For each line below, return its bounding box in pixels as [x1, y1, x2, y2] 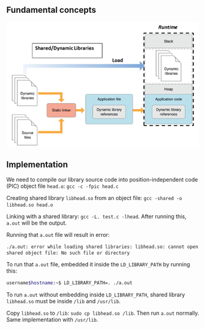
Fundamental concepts [6, 5, 97, 15]
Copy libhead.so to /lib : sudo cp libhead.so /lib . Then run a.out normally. [6, 309, 199, 317]
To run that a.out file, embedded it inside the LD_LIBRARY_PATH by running [6, 260, 190, 268]
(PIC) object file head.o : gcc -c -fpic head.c [6, 182, 119, 190]
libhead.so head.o [6, 202, 53, 208]
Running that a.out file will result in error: [6, 231, 110, 238]
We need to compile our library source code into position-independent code [6, 176, 198, 183]
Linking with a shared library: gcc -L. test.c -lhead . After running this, [6, 212, 187, 220]
